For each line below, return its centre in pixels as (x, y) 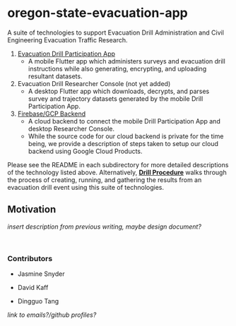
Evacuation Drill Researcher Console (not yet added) (94, 83)
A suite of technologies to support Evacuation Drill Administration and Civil (116, 32)
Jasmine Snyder (41, 274)
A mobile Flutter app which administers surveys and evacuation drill (127, 61)
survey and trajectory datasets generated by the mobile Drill (116, 98)
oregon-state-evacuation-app (98, 13)
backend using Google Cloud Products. (85, 151)
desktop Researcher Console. (71, 128)
